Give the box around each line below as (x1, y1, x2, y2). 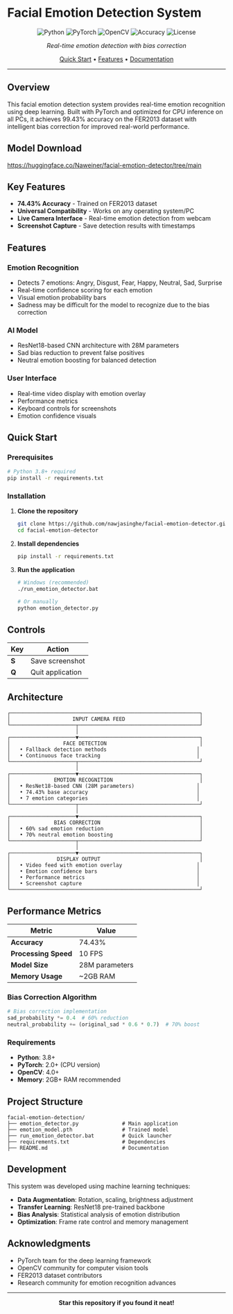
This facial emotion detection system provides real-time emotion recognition (7, 100, 225, 109)
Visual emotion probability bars (17, 294, 107, 302)
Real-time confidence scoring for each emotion (17, 286, 153, 294)
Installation (7, 491, 46, 501)
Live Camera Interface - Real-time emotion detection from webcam (17, 214, 212, 223)
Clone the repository (17, 507, 78, 516)
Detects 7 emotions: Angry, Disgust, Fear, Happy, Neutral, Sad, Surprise (17, 278, 223, 287)
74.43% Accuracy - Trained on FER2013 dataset (17, 200, 157, 208)
